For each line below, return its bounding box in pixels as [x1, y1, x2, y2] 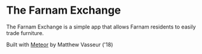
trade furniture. [6, 29, 44, 36]
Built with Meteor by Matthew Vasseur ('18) [6, 41, 113, 48]
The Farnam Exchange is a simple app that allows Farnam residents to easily [6, 23, 196, 30]
